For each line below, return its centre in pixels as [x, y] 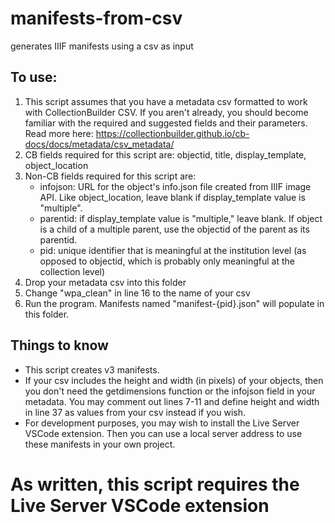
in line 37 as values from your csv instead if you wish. [135, 412]
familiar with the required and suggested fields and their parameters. [166, 123]
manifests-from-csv [96, 18]
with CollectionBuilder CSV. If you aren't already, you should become [166, 112]
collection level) [72, 271]
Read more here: [59, 133]
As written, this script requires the [155, 484]
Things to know [59, 345]
